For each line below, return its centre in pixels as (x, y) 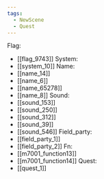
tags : (15, 13)
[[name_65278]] (40, 88)
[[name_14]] (34, 73)
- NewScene (29, 20)
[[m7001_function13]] (47, 154)
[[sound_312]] (36, 117)
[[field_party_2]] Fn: (45, 146)
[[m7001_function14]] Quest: (57, 161)
